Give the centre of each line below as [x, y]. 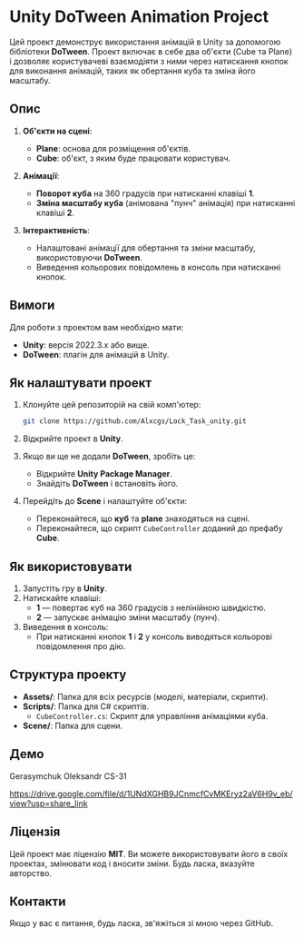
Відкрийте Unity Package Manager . [104, 474]
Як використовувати [71, 566]
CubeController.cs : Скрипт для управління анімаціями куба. [152, 715]
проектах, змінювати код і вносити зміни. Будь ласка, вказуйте [132, 863]
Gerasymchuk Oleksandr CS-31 [68, 776]
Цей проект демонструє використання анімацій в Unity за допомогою [145, 42]
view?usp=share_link [49, 803]
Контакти [38, 901]
